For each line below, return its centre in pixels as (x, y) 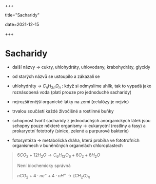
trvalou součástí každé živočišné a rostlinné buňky (63, 111)
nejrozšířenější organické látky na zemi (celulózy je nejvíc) (70, 101)
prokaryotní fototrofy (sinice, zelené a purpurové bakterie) (70, 131)
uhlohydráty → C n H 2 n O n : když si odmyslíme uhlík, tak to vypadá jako (82, 86)
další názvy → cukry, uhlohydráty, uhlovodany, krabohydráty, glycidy (81, 67)
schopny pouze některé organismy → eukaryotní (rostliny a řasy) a (79, 126)
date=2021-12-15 (22, 24)
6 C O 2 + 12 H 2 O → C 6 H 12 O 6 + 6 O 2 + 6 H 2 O (58, 155)
